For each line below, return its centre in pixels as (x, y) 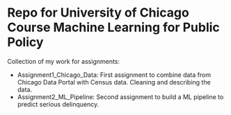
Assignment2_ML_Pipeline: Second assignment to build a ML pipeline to (120, 97)
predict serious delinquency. (58, 104)
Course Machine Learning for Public (114, 27)
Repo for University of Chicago (98, 13)
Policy (25, 42)
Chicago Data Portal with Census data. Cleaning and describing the (114, 82)
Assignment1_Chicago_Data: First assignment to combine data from (114, 75)
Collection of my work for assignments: (64, 61)
